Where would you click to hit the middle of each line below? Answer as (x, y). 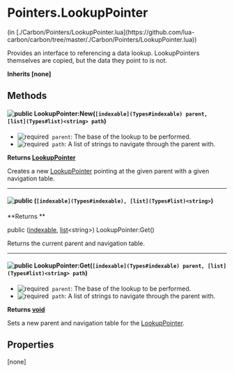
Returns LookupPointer (41, 157)
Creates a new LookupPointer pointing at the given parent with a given (108, 171)
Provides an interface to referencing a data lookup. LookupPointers (103, 53)
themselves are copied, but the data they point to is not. (87, 60)
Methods (27, 96)
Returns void (26, 309)
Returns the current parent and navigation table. (76, 243)
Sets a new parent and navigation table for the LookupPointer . (96, 323)
